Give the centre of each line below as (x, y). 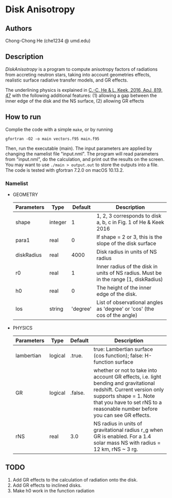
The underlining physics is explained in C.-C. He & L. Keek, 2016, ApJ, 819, (84, 90)
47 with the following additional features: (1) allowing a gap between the (81, 95)
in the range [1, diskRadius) (130, 279)
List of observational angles (130, 302)
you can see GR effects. (122, 415)
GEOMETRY (25, 194)
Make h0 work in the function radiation (53, 490)
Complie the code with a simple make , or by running (59, 129)
